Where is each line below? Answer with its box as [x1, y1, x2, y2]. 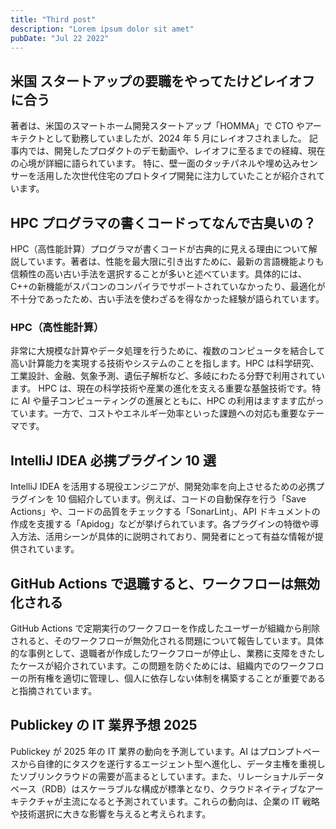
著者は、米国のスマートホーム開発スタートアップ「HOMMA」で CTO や [10, 120, 305, 132]
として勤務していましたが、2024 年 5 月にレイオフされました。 [44, 132, 307, 145]
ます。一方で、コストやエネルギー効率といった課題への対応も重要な [27, 407, 308, 420]
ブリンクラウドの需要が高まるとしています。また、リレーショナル [27, 770, 298, 782]
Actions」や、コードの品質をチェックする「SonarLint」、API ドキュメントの [10, 506, 321, 518]
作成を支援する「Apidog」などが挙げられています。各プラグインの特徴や [10, 518, 311, 530]
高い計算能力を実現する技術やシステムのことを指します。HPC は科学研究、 [10, 357, 320, 370]
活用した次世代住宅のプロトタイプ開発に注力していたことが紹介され [36, 170, 317, 182]
